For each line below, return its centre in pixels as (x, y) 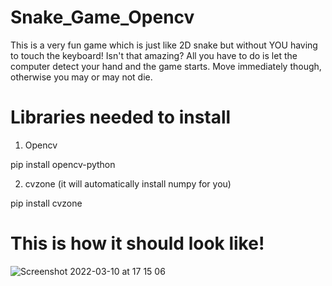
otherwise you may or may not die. (81, 77)
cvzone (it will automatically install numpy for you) (128, 183)
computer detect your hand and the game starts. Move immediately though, (166, 66)
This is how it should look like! (137, 243)
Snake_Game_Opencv (102, 17)
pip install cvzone (46, 203)
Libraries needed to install (121, 117)
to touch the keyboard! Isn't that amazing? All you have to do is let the (154, 55)
